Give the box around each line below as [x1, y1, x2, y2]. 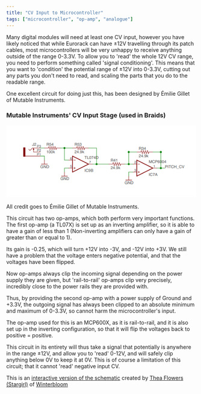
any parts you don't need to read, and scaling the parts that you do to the [6, 72, 188, 79]
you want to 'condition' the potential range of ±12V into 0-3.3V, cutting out [6, 65, 191, 72]
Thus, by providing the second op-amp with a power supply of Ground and [6, 295, 192, 302]
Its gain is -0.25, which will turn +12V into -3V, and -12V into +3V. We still [6, 246, 187, 253]
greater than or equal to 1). [6, 234, 72, 241]
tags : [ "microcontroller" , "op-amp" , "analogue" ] [6, 16, 134, 22]
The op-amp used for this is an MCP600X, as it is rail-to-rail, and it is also [6, 319, 188, 327]
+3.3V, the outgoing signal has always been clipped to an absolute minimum [6, 301, 195, 308]
